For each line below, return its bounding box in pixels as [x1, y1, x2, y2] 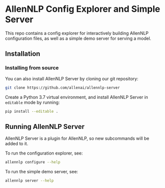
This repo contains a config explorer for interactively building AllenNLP [5, 30, 149, 36]
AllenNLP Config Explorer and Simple [5, 3, 161, 15]
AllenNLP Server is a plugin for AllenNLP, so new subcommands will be [5, 135, 149, 141]
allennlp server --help [5, 178, 54, 183]
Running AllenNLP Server [5, 122, 85, 131]
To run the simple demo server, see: [5, 169, 78, 175]
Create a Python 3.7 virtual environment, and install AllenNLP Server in [5, 94, 148, 100]
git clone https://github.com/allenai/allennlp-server [5, 85, 120, 90]
